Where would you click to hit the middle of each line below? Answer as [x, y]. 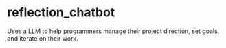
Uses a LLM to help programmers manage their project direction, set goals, [113, 31]
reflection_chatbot [61, 13]
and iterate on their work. [43, 38]
